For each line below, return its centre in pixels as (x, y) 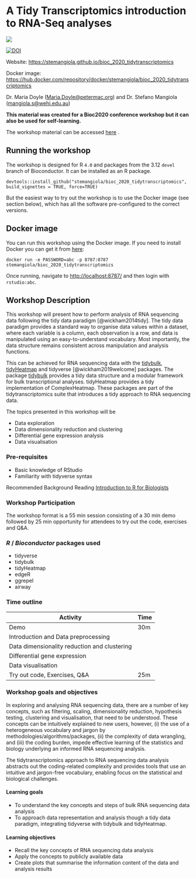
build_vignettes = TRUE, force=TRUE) (52, 187)
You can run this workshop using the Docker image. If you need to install (94, 243)
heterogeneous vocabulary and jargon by (56, 730)
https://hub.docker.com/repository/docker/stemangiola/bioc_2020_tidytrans (97, 79)
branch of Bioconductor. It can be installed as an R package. (79, 171)
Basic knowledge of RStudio (49, 469)
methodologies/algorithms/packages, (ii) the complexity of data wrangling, (96, 736)
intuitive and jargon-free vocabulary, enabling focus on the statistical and (94, 772)
